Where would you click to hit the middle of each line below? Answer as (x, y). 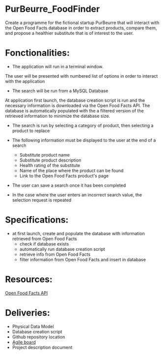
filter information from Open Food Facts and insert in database (83, 259)
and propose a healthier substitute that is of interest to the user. (69, 33)
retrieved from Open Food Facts (44, 239)
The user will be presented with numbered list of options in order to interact (82, 76)
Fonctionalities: (38, 53)
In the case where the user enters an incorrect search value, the (77, 194)
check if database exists (44, 244)
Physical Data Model (33, 326)
